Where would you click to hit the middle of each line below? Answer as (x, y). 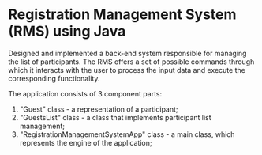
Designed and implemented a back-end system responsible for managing (127, 53)
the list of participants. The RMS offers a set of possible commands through (131, 62)
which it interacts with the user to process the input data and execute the (127, 70)
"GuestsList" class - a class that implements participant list (115, 117)
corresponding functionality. (54, 78)
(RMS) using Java (67, 31)
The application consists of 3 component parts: (85, 93)
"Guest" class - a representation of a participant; (99, 109)
